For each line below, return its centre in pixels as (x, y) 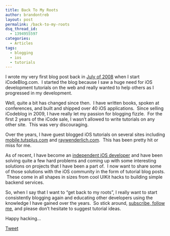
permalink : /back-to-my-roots (38, 24)
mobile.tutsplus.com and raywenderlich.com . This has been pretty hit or (82, 140)
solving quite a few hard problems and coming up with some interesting (81, 161)
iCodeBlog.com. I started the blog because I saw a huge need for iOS (79, 82)
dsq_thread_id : (22, 29)
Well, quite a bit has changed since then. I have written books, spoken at (82, 103)
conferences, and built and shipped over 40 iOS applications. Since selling (84, 108)
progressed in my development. (39, 93)
